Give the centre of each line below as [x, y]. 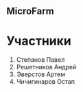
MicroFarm [30, 11]
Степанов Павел [40, 60]
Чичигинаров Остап [46, 82]
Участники [39, 41]
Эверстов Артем [41, 74]
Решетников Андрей [46, 67]
